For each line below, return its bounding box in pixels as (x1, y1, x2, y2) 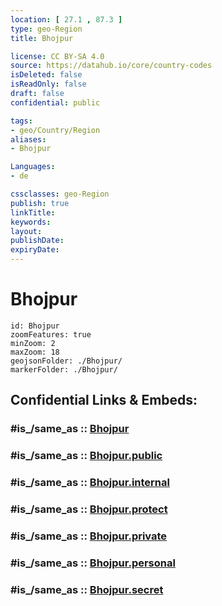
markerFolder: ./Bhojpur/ (10, 364, 118, 375)
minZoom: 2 (10, 338, 56, 348)
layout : (10, 226, 43, 236)
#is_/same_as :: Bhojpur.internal (10, 476, 170, 490)
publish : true (10, 198, 70, 208)
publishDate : (10, 236, 65, 246)
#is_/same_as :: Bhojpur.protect (10, 502, 168, 516)
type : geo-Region (10, 24, 83, 34)
